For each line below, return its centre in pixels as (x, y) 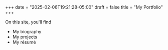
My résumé (24, 42)
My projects (25, 37)
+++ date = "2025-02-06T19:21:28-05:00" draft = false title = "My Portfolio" (84, 7)
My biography (27, 31)
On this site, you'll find (28, 22)
